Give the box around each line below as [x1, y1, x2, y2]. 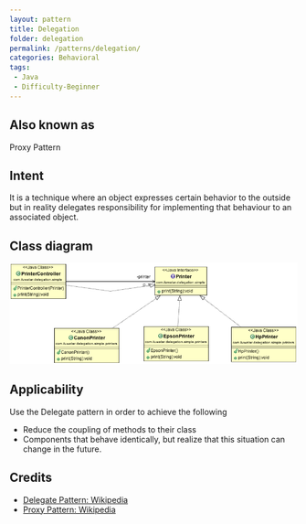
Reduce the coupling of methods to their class [22, 423, 197, 434]
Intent [9, 167, 44, 183]
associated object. [9, 211, 79, 223]
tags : [9, 63, 30, 72]
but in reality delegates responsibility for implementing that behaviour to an [9, 202, 292, 213]
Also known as [9, 117, 95, 133]
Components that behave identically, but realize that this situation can [22, 433, 286, 444]
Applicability [9, 382, 84, 398]
